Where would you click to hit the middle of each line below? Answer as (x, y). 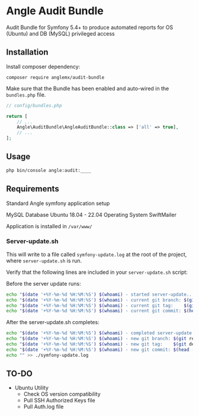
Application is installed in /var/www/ (49, 226)
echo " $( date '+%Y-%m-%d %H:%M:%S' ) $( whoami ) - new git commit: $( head (98, 350)
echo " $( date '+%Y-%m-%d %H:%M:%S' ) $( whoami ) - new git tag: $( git (96, 344)
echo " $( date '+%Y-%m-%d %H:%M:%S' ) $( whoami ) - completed (81, 333)
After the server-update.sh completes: (53, 322)
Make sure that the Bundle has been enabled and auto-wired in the (88, 88)
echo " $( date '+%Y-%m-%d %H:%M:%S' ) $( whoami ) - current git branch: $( (98, 300)
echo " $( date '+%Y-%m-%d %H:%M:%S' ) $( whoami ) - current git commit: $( (98, 311)
